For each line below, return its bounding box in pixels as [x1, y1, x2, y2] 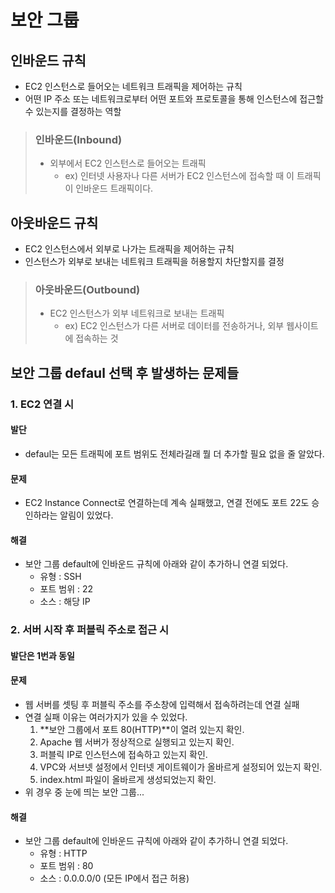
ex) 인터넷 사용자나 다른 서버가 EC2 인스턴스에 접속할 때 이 [64, 170, 295, 182]
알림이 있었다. [59, 509, 114, 521]
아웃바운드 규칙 [10, 214, 99, 231]
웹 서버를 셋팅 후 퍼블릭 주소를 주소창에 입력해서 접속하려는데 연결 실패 [24, 699, 300, 711]
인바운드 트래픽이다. [75, 182, 154, 195]
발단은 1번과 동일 [10, 649, 75, 661]
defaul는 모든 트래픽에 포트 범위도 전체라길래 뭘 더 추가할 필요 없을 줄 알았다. [24, 447, 325, 460]
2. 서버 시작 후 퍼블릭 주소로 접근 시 [10, 623, 170, 637]
